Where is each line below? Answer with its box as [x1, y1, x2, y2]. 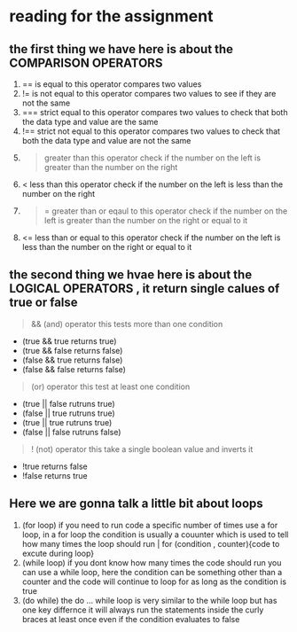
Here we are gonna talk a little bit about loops [9, 496, 263, 511]
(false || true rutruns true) [21, 408, 115, 418]
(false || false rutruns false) [21, 426, 121, 437]
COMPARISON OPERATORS [9, 55, 163, 70]
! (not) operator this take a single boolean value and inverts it [30, 443, 254, 454]
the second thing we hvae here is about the [9, 268, 253, 283]
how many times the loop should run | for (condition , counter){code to [21, 538, 280, 549]
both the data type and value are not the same [21, 136, 191, 145]
